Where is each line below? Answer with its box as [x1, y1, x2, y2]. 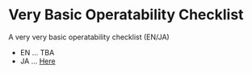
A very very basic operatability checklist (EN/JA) [8, 32, 170, 42]
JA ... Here [19, 56, 56, 66]
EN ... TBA [19, 47, 55, 57]
